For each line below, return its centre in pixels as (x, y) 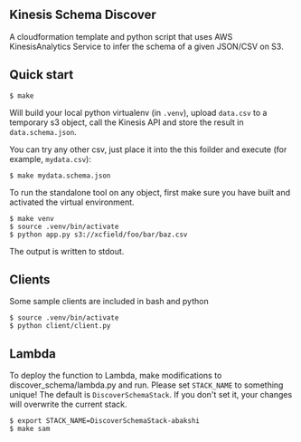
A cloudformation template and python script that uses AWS (121, 36)
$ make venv (32, 218)
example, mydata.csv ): (51, 159)
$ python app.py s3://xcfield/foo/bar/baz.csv (99, 235)
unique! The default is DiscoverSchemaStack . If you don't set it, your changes (151, 395)
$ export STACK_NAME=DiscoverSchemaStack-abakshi (105, 421)
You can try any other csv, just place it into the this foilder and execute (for (148, 149)
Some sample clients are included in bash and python (109, 302)
